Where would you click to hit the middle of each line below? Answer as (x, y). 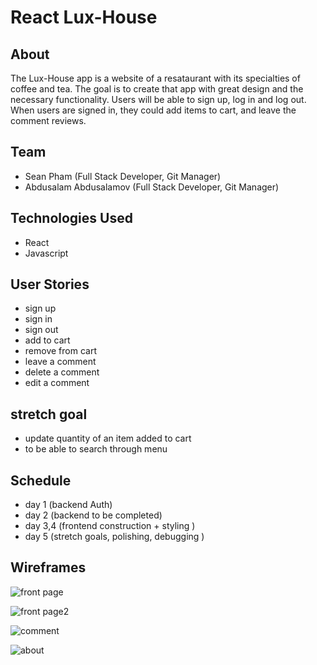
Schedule (41, 480)
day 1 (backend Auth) (68, 505)
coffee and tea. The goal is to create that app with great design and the (157, 89)
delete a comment (62, 372)
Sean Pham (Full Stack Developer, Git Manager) (123, 176)
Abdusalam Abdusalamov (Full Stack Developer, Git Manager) (152, 187)
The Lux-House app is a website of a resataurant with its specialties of (155, 78)
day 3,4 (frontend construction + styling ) (110, 526)
